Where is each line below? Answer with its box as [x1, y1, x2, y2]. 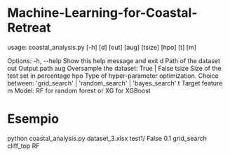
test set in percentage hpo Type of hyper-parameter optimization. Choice [7, 71, 219, 80]
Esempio [7, 111, 60, 127]
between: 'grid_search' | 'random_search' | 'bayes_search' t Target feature [7, 78, 223, 87]
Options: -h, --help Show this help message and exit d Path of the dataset [7, 56, 221, 64]
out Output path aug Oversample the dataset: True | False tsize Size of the [7, 64, 222, 72]
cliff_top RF [7, 142, 40, 150]
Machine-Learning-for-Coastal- [7, 5, 198, 21]
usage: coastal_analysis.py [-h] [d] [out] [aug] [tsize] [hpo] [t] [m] [7, 43, 196, 51]
